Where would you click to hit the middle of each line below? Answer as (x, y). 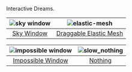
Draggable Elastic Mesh (90, 33)
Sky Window (30, 33)
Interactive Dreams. (31, 9)
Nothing (100, 60)
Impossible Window (40, 60)
